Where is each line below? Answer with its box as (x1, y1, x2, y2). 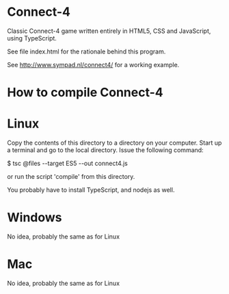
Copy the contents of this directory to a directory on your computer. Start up (7, 138, 222, 147)
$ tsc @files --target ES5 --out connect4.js (7, 159, 128, 168)
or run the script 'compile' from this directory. (7, 173, 135, 181)
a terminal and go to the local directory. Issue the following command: (7, 146, 204, 154)
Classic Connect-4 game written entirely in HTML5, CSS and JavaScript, (7, 27, 211, 35)
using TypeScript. (7, 34, 57, 42)
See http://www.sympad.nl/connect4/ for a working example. (7, 60, 180, 69)
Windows (7, 210, 62, 225)
